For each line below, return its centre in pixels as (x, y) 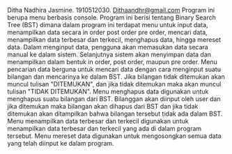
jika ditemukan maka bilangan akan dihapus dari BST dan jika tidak (103, 106)
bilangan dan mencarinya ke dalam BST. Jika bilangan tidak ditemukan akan (116, 77)
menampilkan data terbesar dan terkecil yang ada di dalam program (105, 129)
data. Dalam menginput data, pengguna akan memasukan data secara (108, 47)
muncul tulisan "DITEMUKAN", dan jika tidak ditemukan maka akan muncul (114, 84)
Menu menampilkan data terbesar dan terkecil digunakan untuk (98, 121)
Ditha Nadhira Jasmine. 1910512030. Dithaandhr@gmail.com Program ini (111, 10)
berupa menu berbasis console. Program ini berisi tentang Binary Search (111, 17)
